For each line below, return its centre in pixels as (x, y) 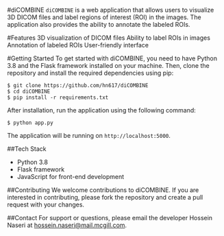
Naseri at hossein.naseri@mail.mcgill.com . (67, 225)
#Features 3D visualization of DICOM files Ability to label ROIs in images (109, 38)
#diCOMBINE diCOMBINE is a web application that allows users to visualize (111, 10)
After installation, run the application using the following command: (102, 110)
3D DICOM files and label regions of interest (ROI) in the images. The (104, 17)
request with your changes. (46, 204)
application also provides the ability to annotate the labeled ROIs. (99, 24)
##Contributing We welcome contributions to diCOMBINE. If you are (103, 190)
